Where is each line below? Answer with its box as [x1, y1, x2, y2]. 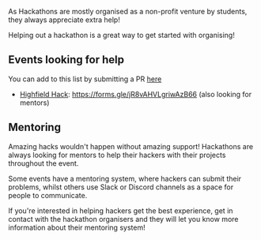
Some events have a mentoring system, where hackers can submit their [8, 174, 242, 183]
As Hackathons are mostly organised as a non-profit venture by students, [8, 7, 248, 16]
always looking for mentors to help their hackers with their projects [8, 150, 226, 159]
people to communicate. [8, 190, 88, 200]
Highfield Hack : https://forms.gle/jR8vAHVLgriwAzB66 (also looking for [19, 89, 252, 99]
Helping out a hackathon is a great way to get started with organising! [8, 31, 235, 39]
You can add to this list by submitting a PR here [8, 74, 162, 84]
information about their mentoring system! [8, 223, 146, 232]
